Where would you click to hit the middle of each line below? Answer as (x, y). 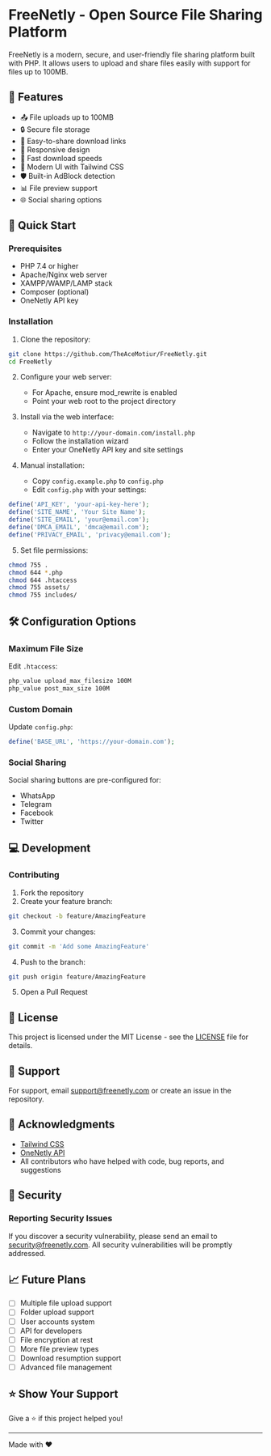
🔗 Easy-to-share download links (73, 141)
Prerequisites (35, 248)
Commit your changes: (58, 932)
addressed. (27, 1253)
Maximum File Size (46, 648)
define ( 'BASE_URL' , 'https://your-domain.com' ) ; (92, 741)
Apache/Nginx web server (63, 275)
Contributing (34, 875)
